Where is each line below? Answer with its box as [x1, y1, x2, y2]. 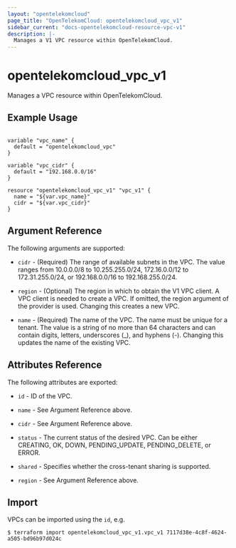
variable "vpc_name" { [7, 137, 75, 144]
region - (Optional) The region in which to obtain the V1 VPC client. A [17, 286, 220, 295]
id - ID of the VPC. [17, 391, 73, 400]
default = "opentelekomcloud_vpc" [14, 143, 116, 150]
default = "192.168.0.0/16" [14, 168, 97, 175]
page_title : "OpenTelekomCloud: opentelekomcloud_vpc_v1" [7, 17, 183, 24]
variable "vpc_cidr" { [7, 162, 75, 169]
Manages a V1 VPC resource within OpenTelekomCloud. [14, 37, 173, 44]
